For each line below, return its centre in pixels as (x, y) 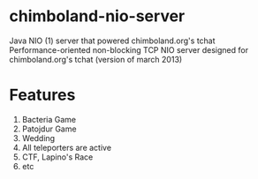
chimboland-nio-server (97, 16)
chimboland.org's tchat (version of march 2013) (96, 59)
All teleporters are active (67, 147)
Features (42, 95)
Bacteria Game (49, 119)
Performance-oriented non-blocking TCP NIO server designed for (129, 49)
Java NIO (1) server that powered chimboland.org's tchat (112, 41)
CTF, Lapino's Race (57, 157)
